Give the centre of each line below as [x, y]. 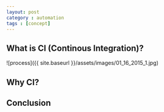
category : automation [35, 18]
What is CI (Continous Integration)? [75, 48]
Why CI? [23, 82]
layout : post [23, 12]
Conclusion [29, 103]
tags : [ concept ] [28, 23]
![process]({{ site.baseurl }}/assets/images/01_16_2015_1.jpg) [83, 63]
